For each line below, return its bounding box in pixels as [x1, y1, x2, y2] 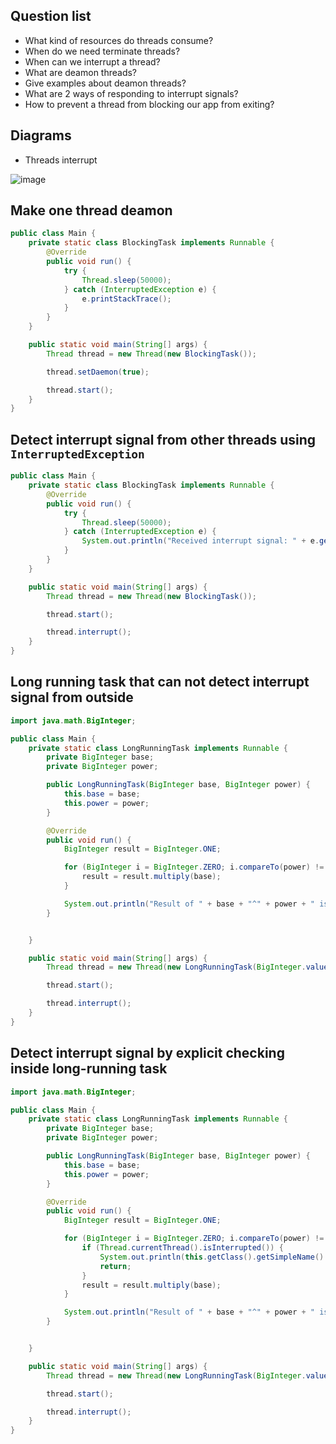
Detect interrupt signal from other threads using [10, 431, 317, 448]
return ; [99, 1261, 132, 1271]
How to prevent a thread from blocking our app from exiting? [24, 98, 275, 110]
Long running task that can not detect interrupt [10, 674, 310, 691]
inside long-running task [10, 1060, 168, 1078]
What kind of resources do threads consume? [24, 34, 214, 46]
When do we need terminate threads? [24, 45, 181, 57]
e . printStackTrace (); [81, 294, 172, 304]
